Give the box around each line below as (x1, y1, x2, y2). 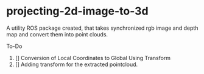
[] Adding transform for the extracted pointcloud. (15, 61, 138, 68)
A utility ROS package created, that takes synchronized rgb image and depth (6, 24, 199, 32)
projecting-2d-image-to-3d (6, 4, 149, 18)
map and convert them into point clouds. (6, 30, 108, 38)
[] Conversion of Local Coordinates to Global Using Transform (15, 54, 171, 61)
